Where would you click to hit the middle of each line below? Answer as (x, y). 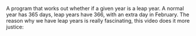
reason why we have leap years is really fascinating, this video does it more (98, 21)
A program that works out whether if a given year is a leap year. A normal (95, 8)
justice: (15, 27)
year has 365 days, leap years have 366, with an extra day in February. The (98, 15)
